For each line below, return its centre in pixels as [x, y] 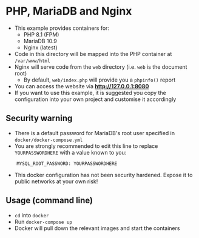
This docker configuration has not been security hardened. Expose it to [103, 175]
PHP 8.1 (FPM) [41, 34]
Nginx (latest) [41, 47]
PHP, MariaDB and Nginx [69, 11]
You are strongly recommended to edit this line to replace [86, 146]
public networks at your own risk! [56, 181]
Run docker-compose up [43, 222]
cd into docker [32, 215]
